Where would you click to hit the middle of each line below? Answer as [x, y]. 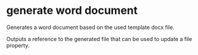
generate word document [72, 11]
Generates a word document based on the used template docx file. [90, 27]
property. [18, 45]
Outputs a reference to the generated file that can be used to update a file [99, 39]
